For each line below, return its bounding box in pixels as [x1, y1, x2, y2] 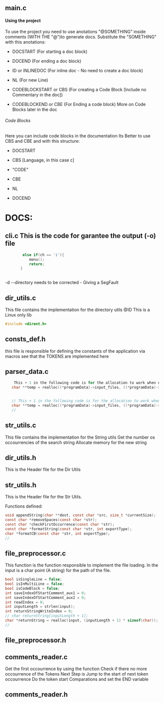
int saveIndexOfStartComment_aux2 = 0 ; [5, 595, 86, 600]
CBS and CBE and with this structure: [5, 138, 80, 144]
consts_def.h [5, 335, 46, 343]
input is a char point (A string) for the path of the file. [5, 568, 111, 573]
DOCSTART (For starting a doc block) [12, 49, 88, 54]
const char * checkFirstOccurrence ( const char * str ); [5, 522, 115, 527]
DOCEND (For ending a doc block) [12, 58, 82, 64]
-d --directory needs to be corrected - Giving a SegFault [5, 280, 119, 286]
